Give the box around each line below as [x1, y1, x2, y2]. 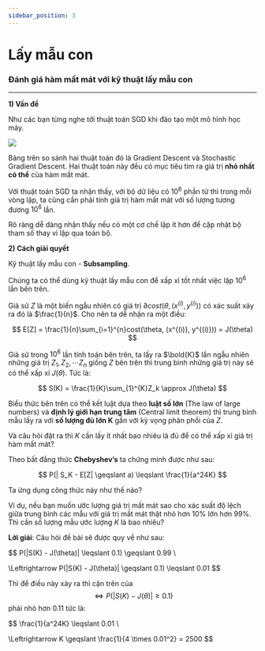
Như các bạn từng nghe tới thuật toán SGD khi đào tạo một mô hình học [8, 115, 241, 124]
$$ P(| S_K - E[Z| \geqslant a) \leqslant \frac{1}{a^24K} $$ [38, 470, 227, 479]
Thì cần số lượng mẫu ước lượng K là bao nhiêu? [8, 517, 164, 527]
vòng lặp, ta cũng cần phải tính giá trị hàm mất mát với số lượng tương [8, 195, 235, 204]
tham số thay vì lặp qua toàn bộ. [8, 229, 113, 238]
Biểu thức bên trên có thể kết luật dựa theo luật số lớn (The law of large [8, 399, 241, 408]
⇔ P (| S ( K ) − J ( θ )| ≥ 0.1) [94, 591, 174, 601]
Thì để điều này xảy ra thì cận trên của [8, 579, 133, 589]
